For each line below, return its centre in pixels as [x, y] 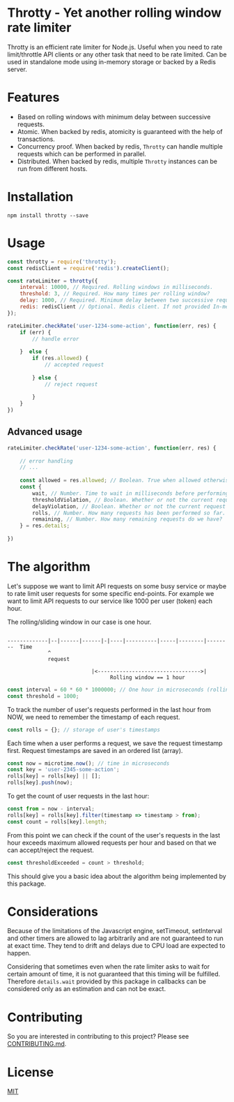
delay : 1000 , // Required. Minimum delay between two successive [117, 300]
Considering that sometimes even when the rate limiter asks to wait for [109, 967]
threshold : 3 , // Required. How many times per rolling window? [115, 294]
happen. [19, 953]
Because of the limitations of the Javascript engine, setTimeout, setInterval [115, 931]
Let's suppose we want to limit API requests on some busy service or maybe [117, 586]
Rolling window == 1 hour [148, 677]
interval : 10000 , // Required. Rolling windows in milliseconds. [117, 288]
